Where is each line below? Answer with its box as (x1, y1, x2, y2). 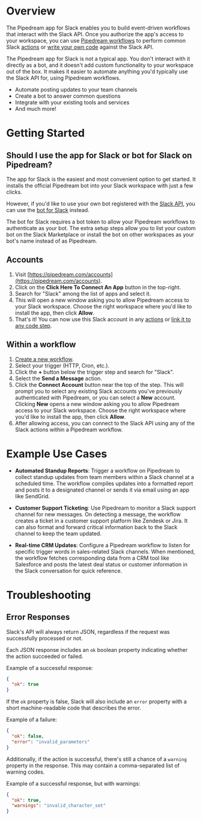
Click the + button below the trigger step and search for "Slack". (14, 368, 174, 375)
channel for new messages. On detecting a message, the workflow (14, 510, 181, 518)
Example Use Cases (6, 447, 108, 460)
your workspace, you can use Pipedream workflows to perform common (6, 37, 186, 44)
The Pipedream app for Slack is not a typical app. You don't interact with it (6, 55, 191, 62)
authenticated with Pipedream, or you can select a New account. (14, 393, 176, 401)
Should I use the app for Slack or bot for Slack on (6, 150, 192, 160)
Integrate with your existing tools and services (14, 98, 130, 106)
